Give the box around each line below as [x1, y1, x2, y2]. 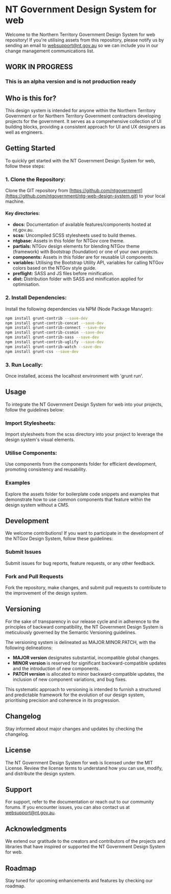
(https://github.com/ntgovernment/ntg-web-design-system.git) [5, 193, 138, 199]
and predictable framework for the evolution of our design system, [5, 692, 145, 698]
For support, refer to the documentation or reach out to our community [5, 799, 154, 805]
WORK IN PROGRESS [5, 63, 73, 71]
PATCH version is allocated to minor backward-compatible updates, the [12, 671, 164, 677]
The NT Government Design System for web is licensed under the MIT [5, 759, 153, 765]
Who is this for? [5, 94, 57, 102]
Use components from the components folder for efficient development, [5, 461, 157, 467]
